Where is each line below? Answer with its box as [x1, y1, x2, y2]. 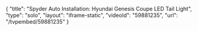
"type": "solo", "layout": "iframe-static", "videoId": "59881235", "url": [5, 12, 178, 19]
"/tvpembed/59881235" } [5, 18, 69, 25]
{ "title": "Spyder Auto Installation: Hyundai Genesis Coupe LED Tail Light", [5, 5, 193, 12]
